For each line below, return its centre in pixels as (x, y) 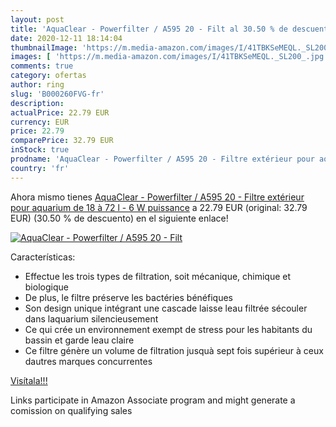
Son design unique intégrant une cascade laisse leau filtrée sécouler (166, 308)
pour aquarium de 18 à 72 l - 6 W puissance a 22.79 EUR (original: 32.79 (159, 207)
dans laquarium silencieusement (91, 318)
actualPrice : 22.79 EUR (60, 112)
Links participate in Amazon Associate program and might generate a (153, 400)
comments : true (42, 66)
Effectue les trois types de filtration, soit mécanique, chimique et (158, 276)
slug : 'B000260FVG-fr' (57, 94)
